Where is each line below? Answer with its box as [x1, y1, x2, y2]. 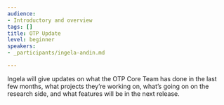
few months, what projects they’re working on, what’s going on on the [7, 82, 209, 90]
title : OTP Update [7, 29, 61, 37]
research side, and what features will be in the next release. [7, 89, 180, 98]
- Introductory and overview [7, 17, 93, 24]
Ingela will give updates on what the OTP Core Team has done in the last [7, 74, 217, 83]
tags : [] [7, 23, 33, 30]
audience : [7, 10, 37, 17]
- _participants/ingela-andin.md [7, 50, 105, 57]
